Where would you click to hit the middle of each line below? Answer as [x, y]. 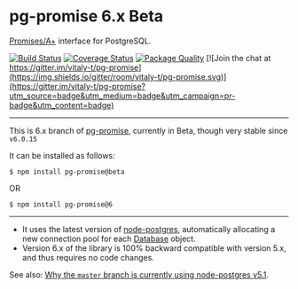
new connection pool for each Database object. [109, 238]
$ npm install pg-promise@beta [67, 172]
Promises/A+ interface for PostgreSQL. [80, 41]
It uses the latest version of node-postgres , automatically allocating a [149, 229]
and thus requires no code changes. [88, 257]
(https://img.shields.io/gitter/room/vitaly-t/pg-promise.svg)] [118, 76]
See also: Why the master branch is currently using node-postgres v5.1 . [139, 274]
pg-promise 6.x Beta [86, 16]
